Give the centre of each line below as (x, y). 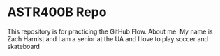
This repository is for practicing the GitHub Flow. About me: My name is (110, 31)
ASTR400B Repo (57, 12)
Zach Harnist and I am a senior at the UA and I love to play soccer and (108, 38)
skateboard (24, 46)
